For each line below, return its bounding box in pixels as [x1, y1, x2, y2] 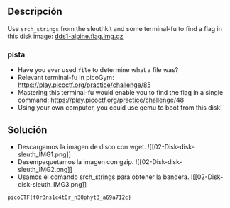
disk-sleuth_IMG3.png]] [17, 180, 87, 188]
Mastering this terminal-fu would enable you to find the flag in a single [17, 88, 224, 97]
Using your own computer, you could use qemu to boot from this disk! [17, 103, 222, 112]
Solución [7, 124, 48, 136]
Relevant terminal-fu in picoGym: [17, 74, 115, 82]
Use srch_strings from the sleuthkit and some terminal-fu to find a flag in [7, 24, 222, 33]
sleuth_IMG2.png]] [17, 165, 72, 173]
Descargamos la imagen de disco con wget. [17, 142, 147, 151]
